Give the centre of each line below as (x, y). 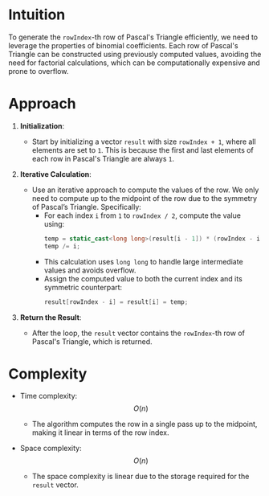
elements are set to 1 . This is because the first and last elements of (143, 150)
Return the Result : (51, 317)
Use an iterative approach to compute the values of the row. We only (145, 190)
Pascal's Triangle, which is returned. (92, 341)
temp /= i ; (62, 246)
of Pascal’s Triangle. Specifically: (87, 207)
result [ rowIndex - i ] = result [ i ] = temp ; (116, 302)
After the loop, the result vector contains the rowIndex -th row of (138, 333)
